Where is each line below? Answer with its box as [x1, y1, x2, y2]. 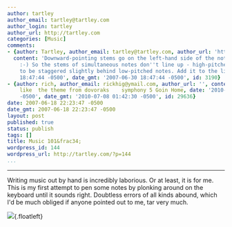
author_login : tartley [7, 23, 72, 30]
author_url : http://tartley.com [7, 29, 100, 36]
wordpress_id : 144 [7, 144, 60, 151]
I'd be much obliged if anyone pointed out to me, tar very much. [7, 197, 188, 206]
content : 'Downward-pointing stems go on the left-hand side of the [13, 55, 215, 62]
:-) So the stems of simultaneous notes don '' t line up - [19, 61, 190, 68]
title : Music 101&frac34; [7, 138, 81, 145]
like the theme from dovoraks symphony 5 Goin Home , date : [19, 87, 206, 94]
